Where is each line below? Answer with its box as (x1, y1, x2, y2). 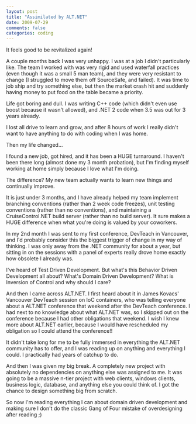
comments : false (6, 25, 46, 31)
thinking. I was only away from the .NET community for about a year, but (6, 243, 181, 250)
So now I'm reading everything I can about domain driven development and (6, 399, 188, 406)
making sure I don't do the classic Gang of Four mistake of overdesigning (6, 405, 183, 412)
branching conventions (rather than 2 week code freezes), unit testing (6, 200, 175, 208)
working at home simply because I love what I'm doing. (6, 165, 139, 173)
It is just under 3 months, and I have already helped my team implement (6, 194, 178, 201)
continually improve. (6, 182, 55, 190)
